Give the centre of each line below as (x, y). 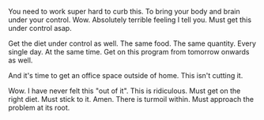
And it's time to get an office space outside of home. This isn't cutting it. (126, 75)
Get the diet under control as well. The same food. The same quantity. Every (132, 43)
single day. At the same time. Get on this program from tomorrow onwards (129, 52)
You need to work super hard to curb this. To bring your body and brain (124, 11)
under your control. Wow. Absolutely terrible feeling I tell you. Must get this (130, 20)
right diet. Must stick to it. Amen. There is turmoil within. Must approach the (131, 99)
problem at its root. (39, 107)
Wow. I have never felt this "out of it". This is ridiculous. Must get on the (124, 91)
